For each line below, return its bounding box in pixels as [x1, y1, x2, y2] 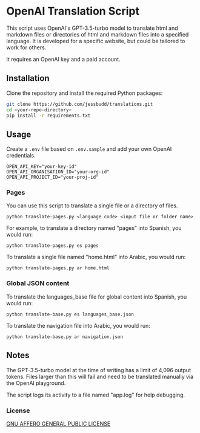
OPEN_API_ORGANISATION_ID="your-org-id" [6, 169, 110, 175]
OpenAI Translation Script [6, 4, 139, 18]
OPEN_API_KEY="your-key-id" [6, 164, 78, 170]
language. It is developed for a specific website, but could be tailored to [6, 37, 185, 44]
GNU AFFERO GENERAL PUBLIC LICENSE [6, 420, 111, 427]
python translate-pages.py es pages [6, 243, 99, 249]
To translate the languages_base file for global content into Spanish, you [6, 293, 187, 300]
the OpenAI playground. [6, 379, 66, 387]
